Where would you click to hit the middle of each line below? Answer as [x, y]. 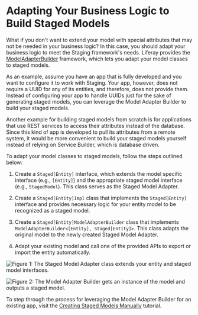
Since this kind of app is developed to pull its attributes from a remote [91, 132]
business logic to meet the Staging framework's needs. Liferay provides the [98, 52]
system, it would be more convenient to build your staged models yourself [96, 138]
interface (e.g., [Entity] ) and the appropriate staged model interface [98, 180]
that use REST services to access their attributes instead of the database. [95, 126]
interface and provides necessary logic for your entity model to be [95, 204]
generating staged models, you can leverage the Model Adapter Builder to [96, 101]
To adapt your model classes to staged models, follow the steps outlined [94, 156]
